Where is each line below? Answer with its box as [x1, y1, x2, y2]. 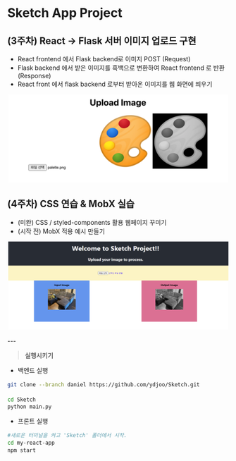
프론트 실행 [17, 417, 49, 426]
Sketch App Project [7, 5, 123, 21]
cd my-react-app [7, 439, 55, 447]
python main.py [7, 403, 52, 410]
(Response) [17, 72, 51, 80]
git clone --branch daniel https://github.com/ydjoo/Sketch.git [7, 381, 200, 388]
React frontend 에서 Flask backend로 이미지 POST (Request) [17, 55, 191, 63]
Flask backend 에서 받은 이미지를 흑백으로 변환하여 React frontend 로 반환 [17, 63, 225, 72]
